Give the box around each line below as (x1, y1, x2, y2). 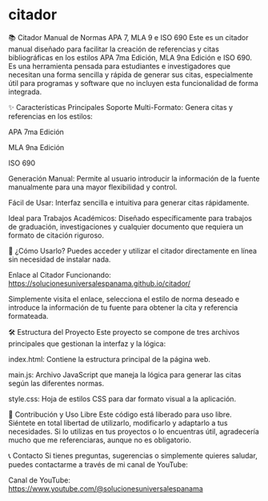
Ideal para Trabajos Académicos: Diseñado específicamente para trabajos (8, 213, 252, 222)
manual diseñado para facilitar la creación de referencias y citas (8, 44, 220, 54)
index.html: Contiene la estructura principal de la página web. (8, 354, 210, 364)
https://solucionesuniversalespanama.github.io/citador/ (8, 279, 190, 288)
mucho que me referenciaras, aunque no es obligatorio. (8, 435, 192, 445)
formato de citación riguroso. (8, 230, 105, 240)
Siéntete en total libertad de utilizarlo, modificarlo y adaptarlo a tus (8, 417, 228, 427)
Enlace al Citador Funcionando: (8, 270, 112, 279)
